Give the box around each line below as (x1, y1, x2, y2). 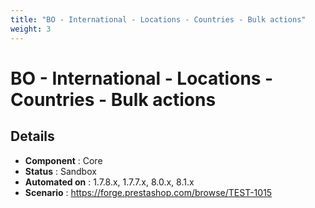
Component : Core (24, 154, 103, 166)
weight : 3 (10, 24, 52, 34)
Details (10, 128, 55, 145)
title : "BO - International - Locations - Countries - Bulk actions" (10, 14, 307, 25)
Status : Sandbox (24, 165, 97, 177)
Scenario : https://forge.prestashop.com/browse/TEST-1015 (24, 186, 273, 198)
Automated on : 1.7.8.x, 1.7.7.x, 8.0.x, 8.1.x (24, 176, 195, 188)
